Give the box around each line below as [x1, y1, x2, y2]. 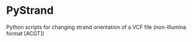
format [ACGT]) [6, 29, 45, 37]
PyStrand [6, 4, 54, 17]
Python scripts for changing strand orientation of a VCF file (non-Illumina [6, 23, 187, 31]
